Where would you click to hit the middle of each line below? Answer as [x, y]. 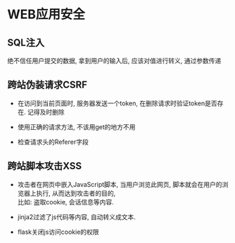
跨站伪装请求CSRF [47, 85]
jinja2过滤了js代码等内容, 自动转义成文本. [76, 217]
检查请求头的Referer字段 [53, 142]
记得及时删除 [46, 112]
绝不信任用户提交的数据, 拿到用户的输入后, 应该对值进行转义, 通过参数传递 [114, 61]
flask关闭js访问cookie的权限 [58, 232]
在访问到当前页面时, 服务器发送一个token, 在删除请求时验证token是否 [118, 103]
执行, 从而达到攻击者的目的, [76, 193]
